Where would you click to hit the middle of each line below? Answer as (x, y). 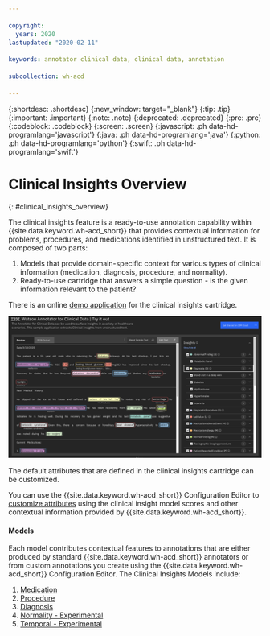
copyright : (27, 25)
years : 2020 (36, 34)
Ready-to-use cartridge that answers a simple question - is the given (134, 280)
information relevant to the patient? (78, 289)
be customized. (34, 480)
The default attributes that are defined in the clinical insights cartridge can (131, 471)
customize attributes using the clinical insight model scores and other (123, 504)
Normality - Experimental (61, 615)
